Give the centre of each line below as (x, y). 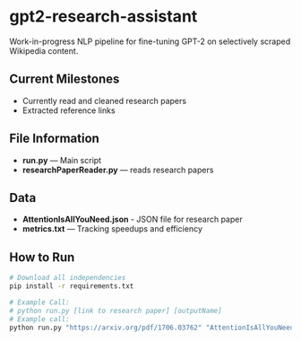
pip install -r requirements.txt (72, 286)
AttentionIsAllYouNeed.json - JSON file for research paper (133, 219)
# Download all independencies (68, 278)
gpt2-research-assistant (103, 17)
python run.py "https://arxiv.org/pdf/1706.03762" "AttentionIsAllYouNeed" (154, 328)
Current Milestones (64, 79)
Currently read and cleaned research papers (104, 101)
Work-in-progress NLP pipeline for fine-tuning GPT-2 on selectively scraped (150, 41)
